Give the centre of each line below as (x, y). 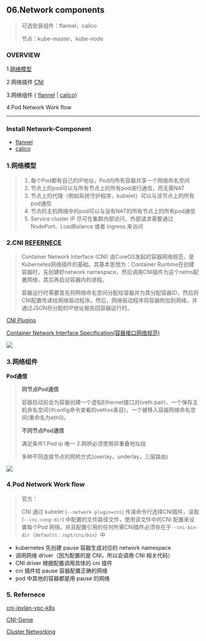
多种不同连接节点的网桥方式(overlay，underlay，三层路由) (95, 457)
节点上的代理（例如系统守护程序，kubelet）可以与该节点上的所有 (113, 195)
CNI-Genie (20, 620)
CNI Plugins (21, 320)
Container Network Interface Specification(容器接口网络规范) (83, 333)
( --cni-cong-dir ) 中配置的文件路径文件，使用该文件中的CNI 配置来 (105, 519)
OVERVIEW (24, 55)
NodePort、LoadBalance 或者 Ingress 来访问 (87, 226)
